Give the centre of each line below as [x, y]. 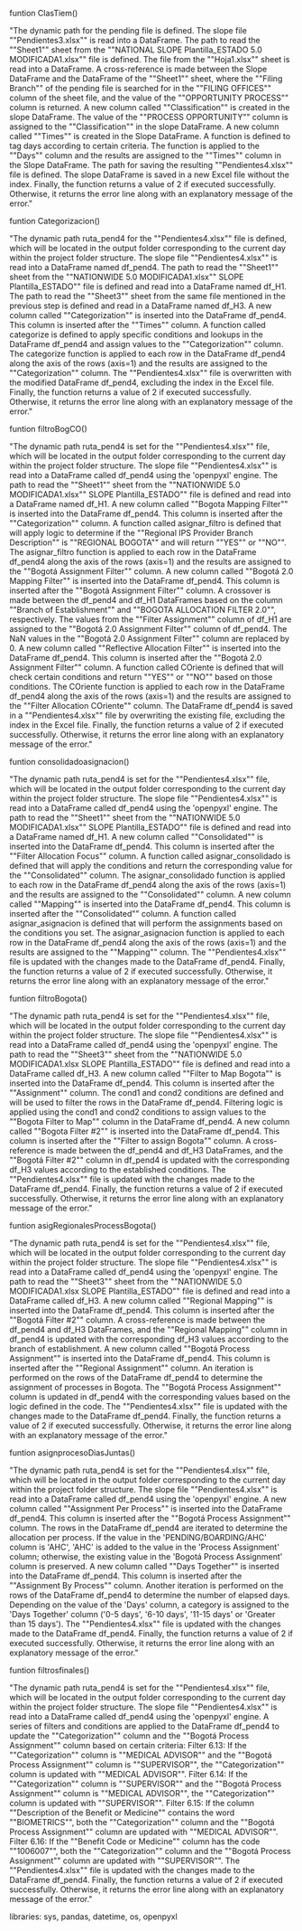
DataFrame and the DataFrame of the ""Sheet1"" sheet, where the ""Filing [146, 79]
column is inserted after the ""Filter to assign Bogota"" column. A [130, 1141]
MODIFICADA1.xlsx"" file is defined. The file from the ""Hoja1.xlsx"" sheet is [150, 59]
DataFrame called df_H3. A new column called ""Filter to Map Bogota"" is [146, 1074]
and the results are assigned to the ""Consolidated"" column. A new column [150, 895]
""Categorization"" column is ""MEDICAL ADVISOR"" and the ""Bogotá [141, 1755]
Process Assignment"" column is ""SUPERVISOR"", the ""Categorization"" [147, 1765]
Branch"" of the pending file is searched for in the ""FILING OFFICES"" [141, 88]
